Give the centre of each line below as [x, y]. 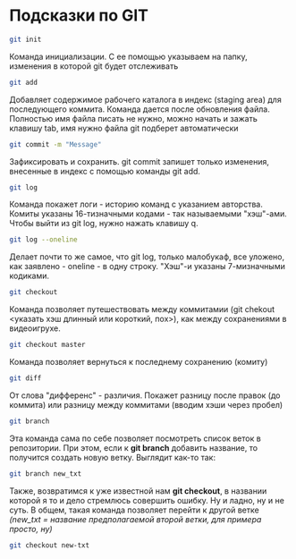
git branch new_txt [46, 474]
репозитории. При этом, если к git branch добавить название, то [133, 447]
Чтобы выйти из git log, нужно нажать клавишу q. [104, 224]
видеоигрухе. [35, 328]
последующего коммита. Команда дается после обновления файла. [140, 109]
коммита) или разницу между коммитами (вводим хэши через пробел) [146, 404]
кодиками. [30, 276]
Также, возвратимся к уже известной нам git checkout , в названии [138, 491]
